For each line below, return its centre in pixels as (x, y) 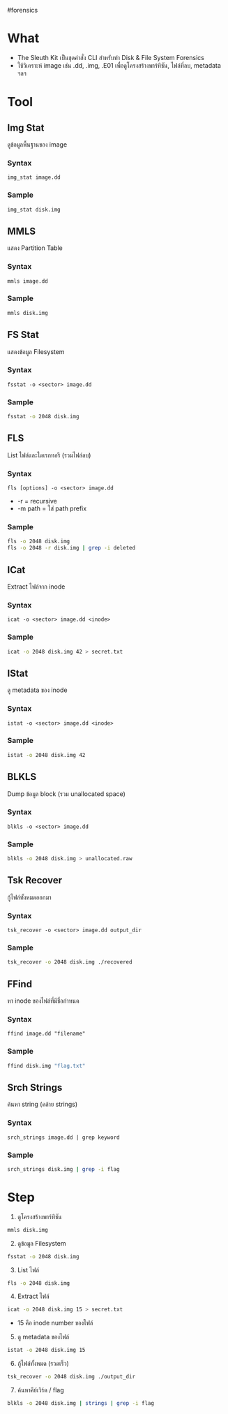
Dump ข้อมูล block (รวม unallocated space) (66, 794)
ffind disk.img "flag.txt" (46, 1066)
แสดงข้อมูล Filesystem (36, 351)
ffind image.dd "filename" (46, 1034)
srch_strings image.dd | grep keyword (63, 1137)
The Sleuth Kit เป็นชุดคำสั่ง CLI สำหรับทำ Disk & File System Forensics (111, 57)
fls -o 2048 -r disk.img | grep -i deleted (71, 548)
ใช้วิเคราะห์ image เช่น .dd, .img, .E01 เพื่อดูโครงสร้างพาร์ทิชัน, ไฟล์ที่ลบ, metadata (119, 65)
